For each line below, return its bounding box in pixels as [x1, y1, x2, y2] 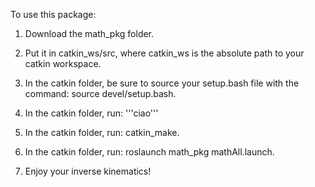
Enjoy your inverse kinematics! [24, 165, 152, 177]
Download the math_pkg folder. [24, 28, 155, 39]
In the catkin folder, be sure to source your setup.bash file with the [24, 77, 300, 89]
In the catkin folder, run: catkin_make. [24, 127, 180, 138]
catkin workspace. [24, 58, 102, 69]
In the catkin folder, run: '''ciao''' [24, 107, 159, 119]
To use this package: [10, 9, 97, 20]
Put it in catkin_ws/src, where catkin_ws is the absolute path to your [24, 47, 305, 59]
